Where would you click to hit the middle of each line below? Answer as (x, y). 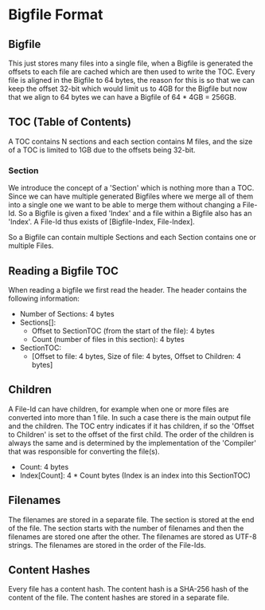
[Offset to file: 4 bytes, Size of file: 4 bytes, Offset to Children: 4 (136, 356)
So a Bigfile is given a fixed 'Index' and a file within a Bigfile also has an (135, 214)
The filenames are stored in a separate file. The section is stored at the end (131, 519)
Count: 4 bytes (44, 466)
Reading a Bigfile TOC (64, 271)
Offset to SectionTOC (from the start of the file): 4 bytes (123, 331)
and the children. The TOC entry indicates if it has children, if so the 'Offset (131, 426)
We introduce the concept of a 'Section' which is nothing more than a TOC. (131, 188)
